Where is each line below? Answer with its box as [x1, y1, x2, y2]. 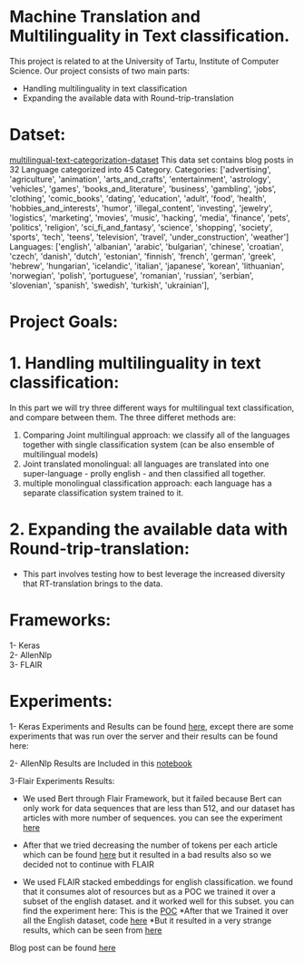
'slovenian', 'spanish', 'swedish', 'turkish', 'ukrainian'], [9, 280, 210, 290]
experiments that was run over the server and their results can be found [9, 731, 279, 741]
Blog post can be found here [9, 942, 116, 953]
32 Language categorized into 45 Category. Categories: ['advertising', [9, 163, 272, 174]
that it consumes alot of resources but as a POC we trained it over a [22, 886, 276, 897]
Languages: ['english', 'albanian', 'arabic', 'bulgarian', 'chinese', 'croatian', [9, 240, 284, 251]
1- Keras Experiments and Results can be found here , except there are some [9, 721, 294, 731]
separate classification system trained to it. [22, 487, 184, 498]
